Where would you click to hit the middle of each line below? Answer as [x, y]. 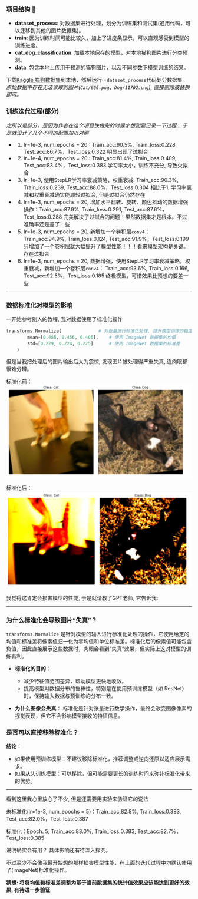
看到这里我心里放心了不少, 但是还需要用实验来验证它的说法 [77, 799]
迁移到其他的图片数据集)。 [52, 31]
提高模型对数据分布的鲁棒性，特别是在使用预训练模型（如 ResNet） [105, 689]
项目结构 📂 [21, 9]
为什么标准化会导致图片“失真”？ [52, 620]
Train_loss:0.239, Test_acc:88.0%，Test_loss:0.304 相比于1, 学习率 [105, 187]
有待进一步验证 [32, 890]
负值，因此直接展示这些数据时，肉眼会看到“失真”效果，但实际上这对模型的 [96, 649]
